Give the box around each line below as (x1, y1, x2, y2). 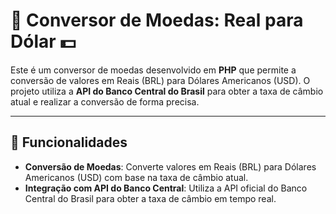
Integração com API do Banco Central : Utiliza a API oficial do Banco (24, 182, 308, 194)
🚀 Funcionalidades (10, 134, 128, 151)
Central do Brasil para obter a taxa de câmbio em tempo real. (24, 192, 277, 204)
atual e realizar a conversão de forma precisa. (10, 95, 200, 108)
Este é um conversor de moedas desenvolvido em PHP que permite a (10, 64, 297, 76)
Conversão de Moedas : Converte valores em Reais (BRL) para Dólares (24, 160, 317, 173)
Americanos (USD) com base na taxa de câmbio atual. (24, 171, 249, 183)
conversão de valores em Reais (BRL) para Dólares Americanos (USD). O (10, 74, 311, 86)
